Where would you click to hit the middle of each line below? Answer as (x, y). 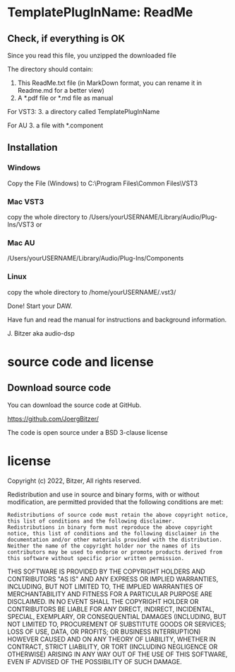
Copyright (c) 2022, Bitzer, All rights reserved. (74, 480)
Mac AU (21, 243)
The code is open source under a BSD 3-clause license (88, 432)
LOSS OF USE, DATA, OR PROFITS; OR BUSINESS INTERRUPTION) (104, 632)
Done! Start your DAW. (40, 306)
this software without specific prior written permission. (96, 558)
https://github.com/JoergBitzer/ (53, 418)
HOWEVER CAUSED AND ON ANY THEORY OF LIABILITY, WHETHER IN (112, 639)
